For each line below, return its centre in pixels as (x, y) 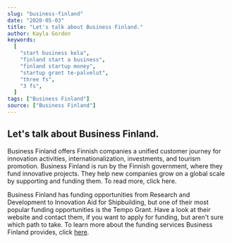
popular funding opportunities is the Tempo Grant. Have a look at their (109, 209)
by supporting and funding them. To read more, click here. (92, 181)
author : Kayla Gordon (39, 33)
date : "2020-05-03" (36, 20)
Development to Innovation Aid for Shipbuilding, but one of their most (108, 202)
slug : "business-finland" (45, 14)
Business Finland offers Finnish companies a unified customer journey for (114, 151)
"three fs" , (37, 79)
